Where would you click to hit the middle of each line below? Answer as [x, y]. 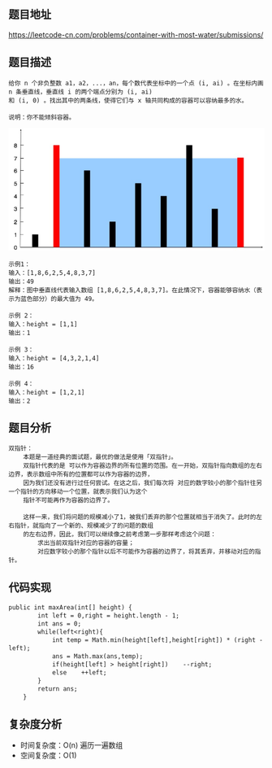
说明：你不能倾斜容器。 [42, 117]
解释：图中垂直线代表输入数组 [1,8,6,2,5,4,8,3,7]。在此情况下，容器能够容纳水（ [133, 290]
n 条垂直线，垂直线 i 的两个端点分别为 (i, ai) [80, 92]
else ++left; [79, 673]
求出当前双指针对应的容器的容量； [86, 543]
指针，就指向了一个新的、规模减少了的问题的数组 [84, 526]
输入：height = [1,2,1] [47, 392]
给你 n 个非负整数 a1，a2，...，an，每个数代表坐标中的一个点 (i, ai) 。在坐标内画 [136, 83]
